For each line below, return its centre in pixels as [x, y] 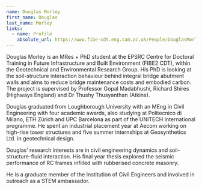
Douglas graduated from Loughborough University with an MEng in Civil [95, 106]
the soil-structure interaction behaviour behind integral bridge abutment [95, 76]
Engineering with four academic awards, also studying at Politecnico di [94, 113]
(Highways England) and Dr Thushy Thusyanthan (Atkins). [78, 95]
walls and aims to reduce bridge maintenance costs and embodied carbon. [99, 82]
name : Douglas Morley [33, 12]
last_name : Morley [29, 23]
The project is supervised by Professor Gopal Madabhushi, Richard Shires [98, 88]
